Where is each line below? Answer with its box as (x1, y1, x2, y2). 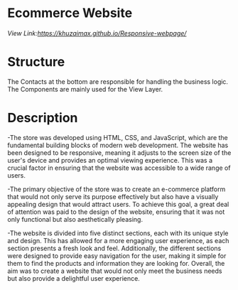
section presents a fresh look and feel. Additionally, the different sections (7, 244, 222, 252)
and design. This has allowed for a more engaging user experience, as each (7, 236, 229, 245)
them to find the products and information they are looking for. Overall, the (7, 259, 225, 267)
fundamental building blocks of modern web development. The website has (7, 141, 229, 149)
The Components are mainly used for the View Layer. (7, 85, 163, 93)
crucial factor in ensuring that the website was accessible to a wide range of (7, 163, 231, 172)
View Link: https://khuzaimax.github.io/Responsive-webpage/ (7, 28, 187, 37)
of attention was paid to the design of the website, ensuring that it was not (7, 208, 225, 216)
